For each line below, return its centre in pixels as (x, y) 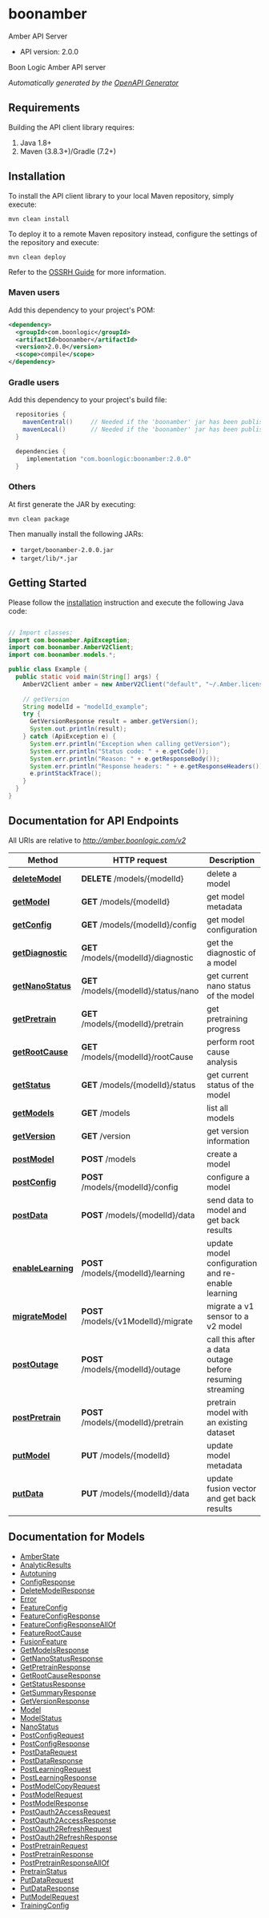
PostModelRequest (51, 1795)
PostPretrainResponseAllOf (64, 1863)
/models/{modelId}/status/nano (140, 990)
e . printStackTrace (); (66, 774)
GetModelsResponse (54, 1650)
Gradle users (34, 383)
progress (224, 1029)
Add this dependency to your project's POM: (82, 310)
